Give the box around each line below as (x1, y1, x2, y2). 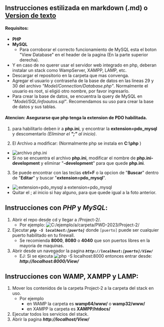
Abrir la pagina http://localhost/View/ (12, 316, 89, 322)
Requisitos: (5, 25, 29, 31)
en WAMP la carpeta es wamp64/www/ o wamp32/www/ (26, 301, 145, 307)
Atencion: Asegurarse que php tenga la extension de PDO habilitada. (5, 115, 147, 121)
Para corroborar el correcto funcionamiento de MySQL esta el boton (19, 46, 157, 52)
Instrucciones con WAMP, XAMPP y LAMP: (5, 272, 139, 281)
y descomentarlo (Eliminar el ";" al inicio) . (12, 131, 97, 136)
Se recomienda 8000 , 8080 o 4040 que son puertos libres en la (19, 237, 150, 243)
